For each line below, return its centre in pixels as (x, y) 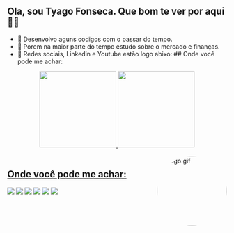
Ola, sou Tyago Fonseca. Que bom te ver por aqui (116, 11)
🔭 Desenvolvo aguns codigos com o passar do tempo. (95, 39)
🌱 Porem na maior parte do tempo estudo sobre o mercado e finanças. (119, 46)
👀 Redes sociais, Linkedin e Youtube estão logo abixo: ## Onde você (116, 54)
